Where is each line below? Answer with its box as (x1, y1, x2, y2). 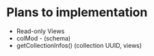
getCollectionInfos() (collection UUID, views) (16, 41, 142, 49)
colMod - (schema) (16, 34, 71, 42)
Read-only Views (16, 27, 65, 35)
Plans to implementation (6, 5, 148, 20)
